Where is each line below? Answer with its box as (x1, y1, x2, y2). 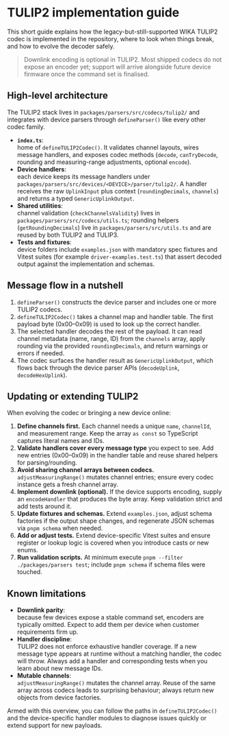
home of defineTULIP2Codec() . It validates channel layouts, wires (16, 143, 200, 152)
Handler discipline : (16, 635, 72, 643)
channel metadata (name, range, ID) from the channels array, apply (16, 334, 206, 342)
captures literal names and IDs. (16, 437, 105, 445)
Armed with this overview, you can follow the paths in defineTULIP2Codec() (7, 707, 217, 715)
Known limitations (7, 588, 86, 600)
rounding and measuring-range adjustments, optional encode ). (16, 158, 191, 166)
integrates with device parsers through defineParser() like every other (7, 115, 206, 123)
